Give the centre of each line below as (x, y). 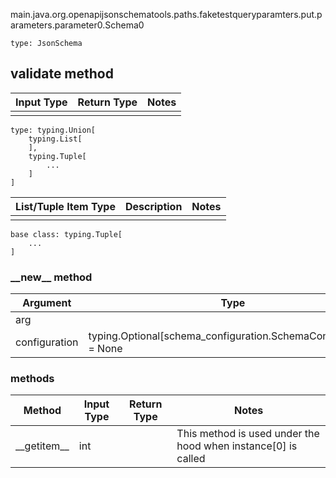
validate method (62, 74)
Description (153, 206)
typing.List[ (55, 139)
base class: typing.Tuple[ (66, 234)
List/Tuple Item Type (65, 206)
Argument (47, 303)
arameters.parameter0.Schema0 (77, 25)
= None (105, 349)
